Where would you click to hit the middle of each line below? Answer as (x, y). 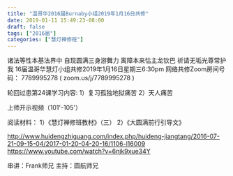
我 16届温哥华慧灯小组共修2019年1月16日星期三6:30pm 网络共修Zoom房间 (113, 69)
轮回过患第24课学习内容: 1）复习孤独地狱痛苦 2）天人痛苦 (90, 93)
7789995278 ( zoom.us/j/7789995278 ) (77, 78)
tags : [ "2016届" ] (32, 33)
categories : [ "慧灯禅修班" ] (45, 40)
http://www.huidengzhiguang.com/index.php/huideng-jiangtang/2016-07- (113, 136)
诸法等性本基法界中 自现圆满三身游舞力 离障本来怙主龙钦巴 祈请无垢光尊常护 (117, 61)
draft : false (26, 27)
